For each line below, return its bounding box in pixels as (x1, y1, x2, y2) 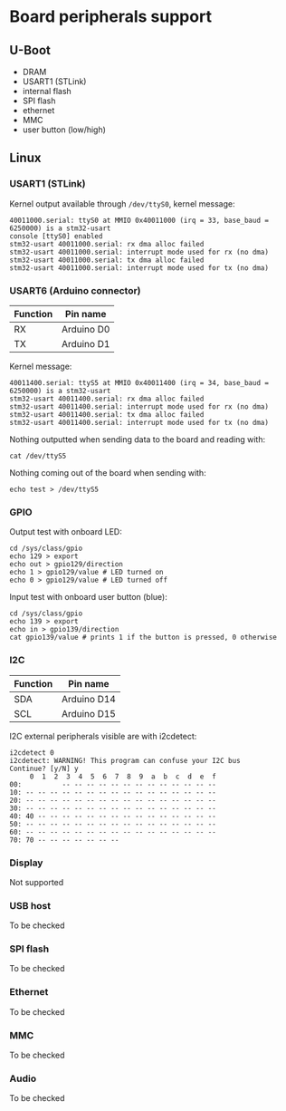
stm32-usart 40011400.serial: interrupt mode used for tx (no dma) (9, 418, 270, 427)
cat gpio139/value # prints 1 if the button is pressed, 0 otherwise (9, 633, 278, 642)
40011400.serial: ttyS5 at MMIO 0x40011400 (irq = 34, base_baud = (9, 378, 270, 387)
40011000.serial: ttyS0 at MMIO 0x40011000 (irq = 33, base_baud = (9, 216, 270, 225)
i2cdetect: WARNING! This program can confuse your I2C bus (9, 756, 242, 765)
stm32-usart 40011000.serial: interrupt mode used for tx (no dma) (9, 263, 270, 273)
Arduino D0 (62, 323, 110, 335)
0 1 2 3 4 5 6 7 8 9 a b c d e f (29, 772, 217, 781)
